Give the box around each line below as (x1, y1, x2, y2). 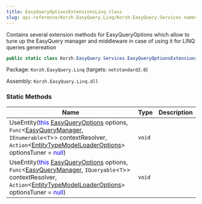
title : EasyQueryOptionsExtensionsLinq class (6, 8, 122, 15)
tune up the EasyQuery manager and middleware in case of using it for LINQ (6, 37, 195, 44)
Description (158, 108, 193, 116)
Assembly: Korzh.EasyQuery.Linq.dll (6, 77, 99, 85)
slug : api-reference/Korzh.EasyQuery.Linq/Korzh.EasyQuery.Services (6, 14, 182, 20)
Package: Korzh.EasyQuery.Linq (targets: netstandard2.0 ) (6, 66, 148, 73)
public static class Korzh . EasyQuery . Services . (6, 55, 128, 61)
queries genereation (6, 43, 57, 51)
